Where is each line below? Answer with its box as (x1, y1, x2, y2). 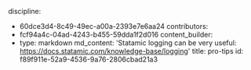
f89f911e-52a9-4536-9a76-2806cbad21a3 (19, 54, 158, 64)
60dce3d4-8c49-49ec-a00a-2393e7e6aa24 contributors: (19, 22, 209, 30)
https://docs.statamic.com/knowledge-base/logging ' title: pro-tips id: (19, 47, 244, 55)
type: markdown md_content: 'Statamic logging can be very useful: (19, 38, 237, 47)
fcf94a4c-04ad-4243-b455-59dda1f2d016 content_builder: (19, 30, 213, 39)
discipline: (8, 7, 42, 16)
